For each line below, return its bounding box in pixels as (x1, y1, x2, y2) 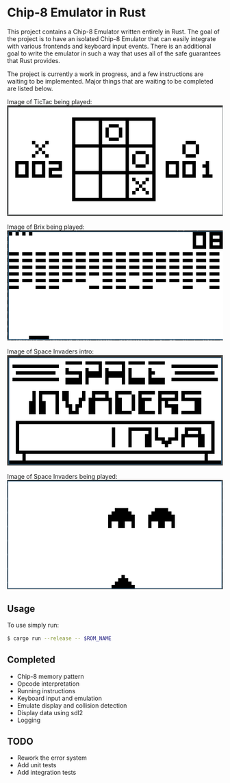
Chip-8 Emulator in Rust (7, 5, 146, 21)
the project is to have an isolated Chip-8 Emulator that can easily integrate (7, 34, 216, 42)
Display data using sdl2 (16, 708, 84, 717)
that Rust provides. (7, 56, 60, 64)
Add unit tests (16, 761, 57, 769)
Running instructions (16, 686, 76, 695)
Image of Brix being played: (7, 223, 85, 231)
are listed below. (7, 84, 53, 92)
